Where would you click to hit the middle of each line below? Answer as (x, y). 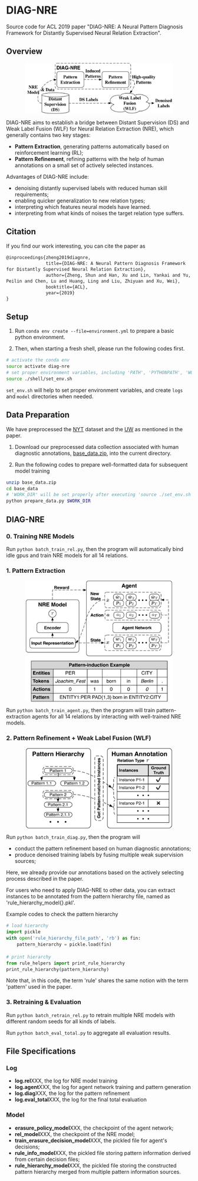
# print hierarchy (29, 957)
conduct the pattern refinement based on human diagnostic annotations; (103, 849)
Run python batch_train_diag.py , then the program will (73, 837)
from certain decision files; (47, 1159)
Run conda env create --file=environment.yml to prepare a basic (94, 331)
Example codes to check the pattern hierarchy (62, 914)
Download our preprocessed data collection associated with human (97, 447)
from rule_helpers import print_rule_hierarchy (66, 963)
